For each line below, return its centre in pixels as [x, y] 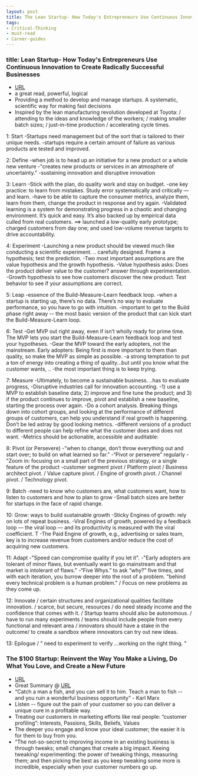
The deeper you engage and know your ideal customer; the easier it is [100, 729]
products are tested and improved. [48, 149]
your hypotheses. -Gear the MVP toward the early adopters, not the [88, 344]
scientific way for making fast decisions [63, 106]
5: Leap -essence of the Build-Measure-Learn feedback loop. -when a [92, 295]
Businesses [23, 74]
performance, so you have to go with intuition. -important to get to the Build [98, 307]
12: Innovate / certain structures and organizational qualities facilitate [90, 601]
